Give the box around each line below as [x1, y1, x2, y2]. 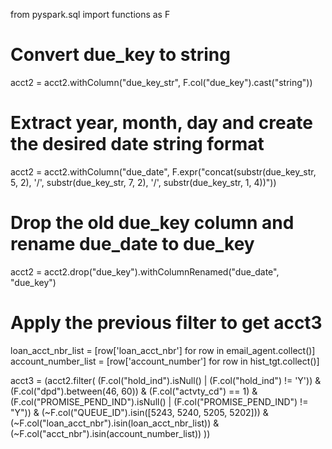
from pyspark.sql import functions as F [10, 9, 171, 20]
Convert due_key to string [10, 44, 231, 66]
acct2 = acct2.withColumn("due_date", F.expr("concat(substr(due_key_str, [10, 165, 317, 178]
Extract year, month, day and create [10, 112, 313, 134]
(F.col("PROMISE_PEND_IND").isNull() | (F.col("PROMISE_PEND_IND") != [10, 395, 309, 408]
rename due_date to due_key [10, 233, 255, 256]
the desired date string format [10, 133, 265, 156]
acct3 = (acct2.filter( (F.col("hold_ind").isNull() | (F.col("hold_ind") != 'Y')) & [10, 374, 322, 386]
